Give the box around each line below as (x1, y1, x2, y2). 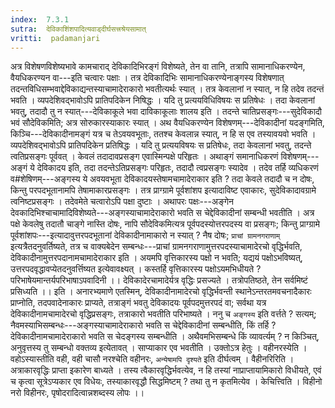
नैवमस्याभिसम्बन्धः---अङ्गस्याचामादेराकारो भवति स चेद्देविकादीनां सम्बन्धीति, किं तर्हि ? (10, 319, 277, 331)
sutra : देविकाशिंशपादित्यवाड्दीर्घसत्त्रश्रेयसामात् (10, 24, 147, 34)
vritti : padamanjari (10, 33, 101, 43)
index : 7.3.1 (10, 14, 70, 25)
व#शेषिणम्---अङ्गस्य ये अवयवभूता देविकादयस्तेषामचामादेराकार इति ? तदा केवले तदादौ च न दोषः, (10, 173, 315, 185)
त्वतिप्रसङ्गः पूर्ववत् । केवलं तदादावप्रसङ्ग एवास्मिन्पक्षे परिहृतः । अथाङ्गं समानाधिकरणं (10, 151, 279, 163)
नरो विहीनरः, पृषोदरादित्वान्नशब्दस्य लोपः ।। (10, 387, 145, 399)
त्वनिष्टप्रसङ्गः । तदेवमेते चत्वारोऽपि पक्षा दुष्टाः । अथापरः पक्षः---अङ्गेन (10, 196, 234, 208)
